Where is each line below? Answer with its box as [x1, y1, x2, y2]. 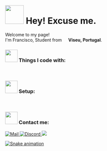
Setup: [18, 88, 36, 95]
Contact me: [18, 119, 50, 126]
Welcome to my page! [5, 31, 50, 37]
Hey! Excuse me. [25, 15, 97, 27]
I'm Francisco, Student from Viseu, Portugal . [5, 37, 103, 43]
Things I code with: [18, 57, 66, 64]
